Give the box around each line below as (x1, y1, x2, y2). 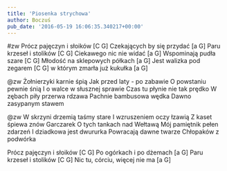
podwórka (7, 135, 37, 143)
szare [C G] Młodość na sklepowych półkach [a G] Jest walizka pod (7, 57, 201, 65)
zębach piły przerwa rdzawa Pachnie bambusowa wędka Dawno (7, 92, 192, 100)
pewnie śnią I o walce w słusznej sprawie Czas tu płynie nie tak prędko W (7, 84, 217, 93)
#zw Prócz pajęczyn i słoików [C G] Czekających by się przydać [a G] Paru (7, 42, 221, 51)
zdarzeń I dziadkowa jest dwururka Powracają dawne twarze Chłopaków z (7, 127, 219, 136)
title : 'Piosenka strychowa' (7, 10, 91, 17)
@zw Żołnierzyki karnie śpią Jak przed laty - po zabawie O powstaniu (7, 78, 206, 86)
